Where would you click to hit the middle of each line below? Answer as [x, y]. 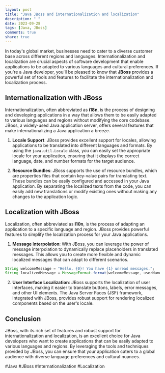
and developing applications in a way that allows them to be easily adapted [81, 115]
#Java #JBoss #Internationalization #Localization [55, 366]
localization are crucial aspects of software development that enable [74, 61]
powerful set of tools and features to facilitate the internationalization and [79, 77]
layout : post [18, 10]
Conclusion [23, 319]
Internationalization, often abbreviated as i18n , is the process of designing [80, 110]
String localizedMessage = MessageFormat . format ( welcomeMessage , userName [83, 273]
